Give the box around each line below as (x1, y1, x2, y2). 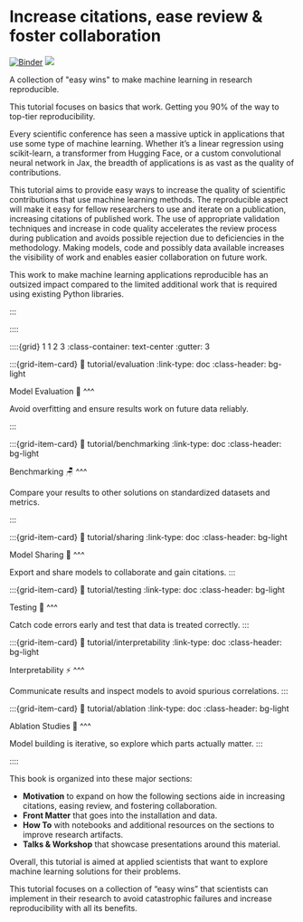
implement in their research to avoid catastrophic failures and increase (9, 893, 273, 904)
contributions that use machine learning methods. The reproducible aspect (9, 194, 289, 204)
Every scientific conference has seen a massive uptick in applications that (9, 128, 285, 139)
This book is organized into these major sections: (9, 773, 193, 784)
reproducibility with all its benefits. (9, 902, 137, 913)
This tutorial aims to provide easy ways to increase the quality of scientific (9, 184, 287, 195)
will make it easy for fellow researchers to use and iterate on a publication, (9, 204, 287, 214)
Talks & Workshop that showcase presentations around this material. (22, 839, 280, 850)
